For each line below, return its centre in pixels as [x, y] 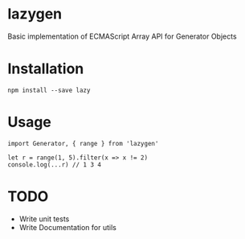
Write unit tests [44, 219]
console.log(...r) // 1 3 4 [55, 165]
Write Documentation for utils [68, 227]
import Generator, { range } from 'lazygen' [83, 143]
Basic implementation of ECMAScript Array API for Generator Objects [122, 36]
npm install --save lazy [49, 90]
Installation [46, 69]
